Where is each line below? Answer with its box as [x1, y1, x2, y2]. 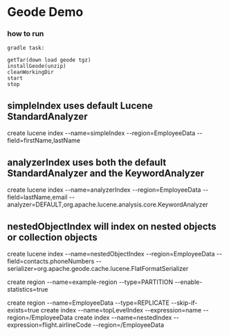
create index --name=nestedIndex [74, 313, 172, 321]
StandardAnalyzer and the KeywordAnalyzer [7, 167, 205, 179]
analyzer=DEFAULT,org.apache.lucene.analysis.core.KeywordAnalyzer [7, 200, 209, 209]
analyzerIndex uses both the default [7, 157, 167, 168]
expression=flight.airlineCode [7, 320, 92, 329]
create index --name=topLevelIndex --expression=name [40, 306, 202, 314]
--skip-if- [170, 299, 198, 307]
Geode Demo [7, 4, 84, 20]
